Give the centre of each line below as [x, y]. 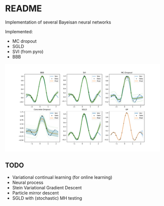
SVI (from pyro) [28, 51]
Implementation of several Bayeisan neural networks [58, 22]
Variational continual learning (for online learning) [62, 177]
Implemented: [19, 31]
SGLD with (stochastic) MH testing [47, 198]
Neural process [28, 182]
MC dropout [24, 41]
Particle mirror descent [35, 193]
